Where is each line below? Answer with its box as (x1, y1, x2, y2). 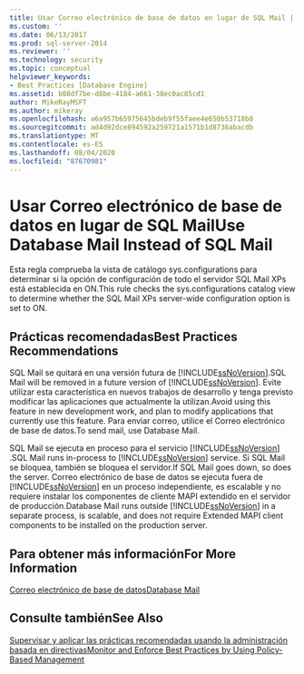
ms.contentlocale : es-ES (9, 140, 103, 149)
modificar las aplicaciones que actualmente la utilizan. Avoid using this (9, 396, 271, 407)
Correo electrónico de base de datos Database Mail (9, 584, 201, 595)
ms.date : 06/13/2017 (9, 30, 88, 39)
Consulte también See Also (9, 611, 163, 626)
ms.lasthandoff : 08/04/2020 (9, 148, 116, 157)
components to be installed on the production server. (9, 520, 208, 531)
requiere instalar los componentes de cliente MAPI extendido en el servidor (9, 491, 291, 502)
